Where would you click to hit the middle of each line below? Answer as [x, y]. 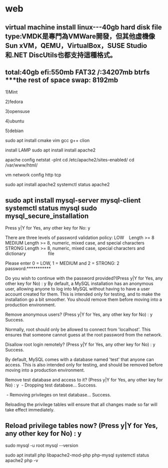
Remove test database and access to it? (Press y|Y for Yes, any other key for [84, 380]
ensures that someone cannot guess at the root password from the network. [84, 335]
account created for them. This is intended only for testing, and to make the [83, 294]
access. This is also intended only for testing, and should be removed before [84, 365]
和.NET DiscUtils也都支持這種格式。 [61, 55]
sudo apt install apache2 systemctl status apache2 [57, 184]
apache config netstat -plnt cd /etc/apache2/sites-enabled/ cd [70, 160]
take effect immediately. [30, 410]
